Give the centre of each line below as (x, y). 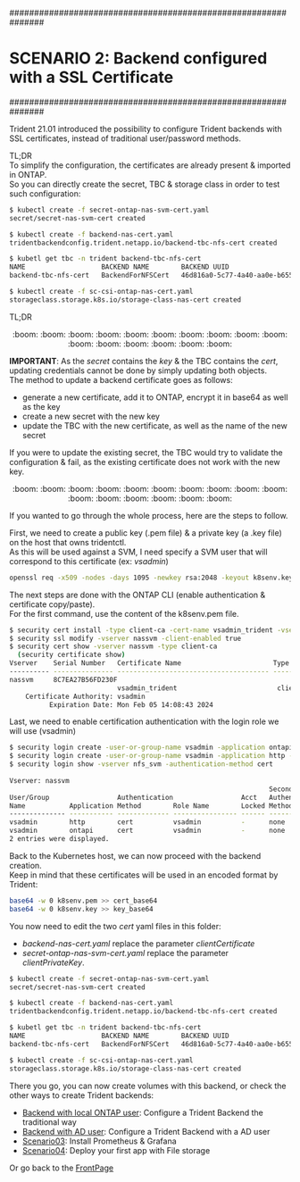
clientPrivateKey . (53, 962)
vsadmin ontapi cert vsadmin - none (147, 831)
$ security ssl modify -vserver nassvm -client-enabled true (125, 638)
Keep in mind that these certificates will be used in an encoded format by (144, 875)
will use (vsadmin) (43, 731)
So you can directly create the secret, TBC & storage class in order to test (145, 184)
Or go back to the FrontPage (62, 1168)
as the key (41, 406)
